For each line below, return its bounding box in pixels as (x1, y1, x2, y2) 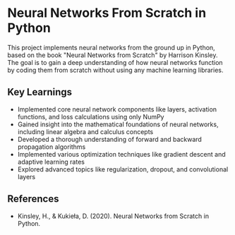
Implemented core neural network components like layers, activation (17, 104, 217, 114)
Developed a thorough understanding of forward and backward (17, 135, 203, 143)
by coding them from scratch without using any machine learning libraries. (7, 66, 224, 74)
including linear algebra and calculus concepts (17, 127, 154, 135)
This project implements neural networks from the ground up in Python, (7, 43, 215, 52)
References (7, 193, 59, 205)
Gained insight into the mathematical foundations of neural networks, (17, 120, 219, 128)
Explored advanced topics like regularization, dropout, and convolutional (17, 164, 229, 174)
